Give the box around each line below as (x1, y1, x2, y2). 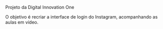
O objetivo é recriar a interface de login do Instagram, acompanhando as (5, 14, 158, 19)
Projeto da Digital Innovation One (5, 4, 75, 10)
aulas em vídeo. (5, 19, 39, 25)
